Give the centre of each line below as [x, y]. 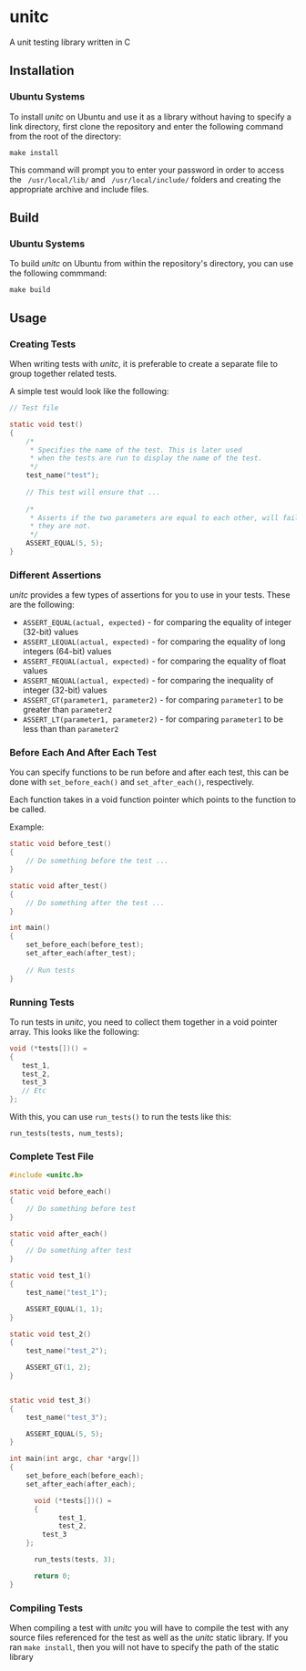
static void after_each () [58, 1234]
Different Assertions [56, 575]
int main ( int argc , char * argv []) [75, 1459]
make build [30, 290]
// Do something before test [81, 1208]
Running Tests [42, 1002]
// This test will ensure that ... [93, 492]
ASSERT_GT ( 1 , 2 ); [59, 1368]
